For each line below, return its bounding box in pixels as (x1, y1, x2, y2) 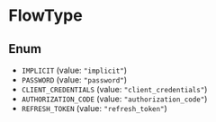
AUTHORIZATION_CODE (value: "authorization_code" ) (21, 93, 208, 104)
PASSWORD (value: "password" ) (21, 74, 128, 85)
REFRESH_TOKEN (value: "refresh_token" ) (21, 103, 167, 113)
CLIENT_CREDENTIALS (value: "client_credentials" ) (21, 84, 208, 94)
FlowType (8, 5, 83, 26)
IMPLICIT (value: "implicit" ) (21, 65, 128, 75)
